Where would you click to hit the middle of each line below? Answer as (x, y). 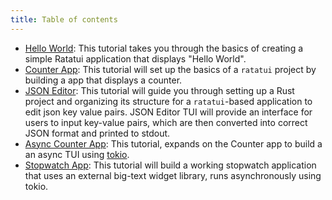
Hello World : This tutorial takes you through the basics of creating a (164, 48)
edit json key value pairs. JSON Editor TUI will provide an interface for (168, 112)
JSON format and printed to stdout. (97, 133)
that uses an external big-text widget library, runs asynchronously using (173, 175)
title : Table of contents (64, 19)
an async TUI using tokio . (77, 154)
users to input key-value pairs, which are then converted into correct (166, 122)
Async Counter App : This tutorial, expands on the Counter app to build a (173, 143)
